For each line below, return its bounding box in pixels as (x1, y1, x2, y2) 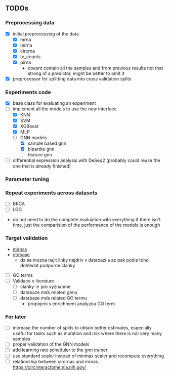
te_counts (20, 53, 41, 60)
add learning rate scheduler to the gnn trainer (12, 347, 108, 353)
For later (5, 313, 26, 320)
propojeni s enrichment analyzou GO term (27, 301, 115, 307)
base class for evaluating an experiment (12, 100, 96, 106)
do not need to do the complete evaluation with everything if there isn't (12, 217, 161, 223)
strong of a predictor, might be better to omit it (27, 70, 124, 76)
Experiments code (5, 89, 52, 96)
